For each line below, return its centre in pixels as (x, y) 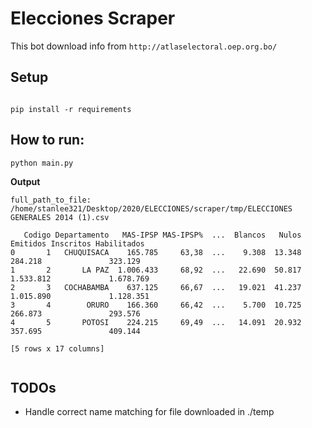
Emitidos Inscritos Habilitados (77, 243)
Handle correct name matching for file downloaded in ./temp (149, 412)
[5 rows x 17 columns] (57, 348)
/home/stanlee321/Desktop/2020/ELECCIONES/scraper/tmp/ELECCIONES (151, 208)
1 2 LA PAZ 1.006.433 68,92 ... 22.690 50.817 (156, 270)
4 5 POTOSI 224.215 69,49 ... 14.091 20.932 (156, 322)
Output (25, 181)
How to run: (47, 140)
